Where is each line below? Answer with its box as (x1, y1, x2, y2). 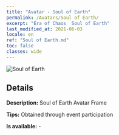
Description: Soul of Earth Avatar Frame (6, 99, 107, 106)
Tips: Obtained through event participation (6, 111, 114, 118)
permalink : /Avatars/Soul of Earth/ (6, 15, 99, 21)
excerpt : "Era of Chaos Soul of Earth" (6, 20, 110, 26)
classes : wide (6, 49, 42, 55)
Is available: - (6, 122, 41, 130)
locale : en (6, 32, 34, 38)
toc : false (6, 43, 34, 49)
